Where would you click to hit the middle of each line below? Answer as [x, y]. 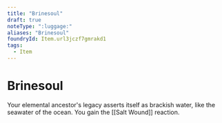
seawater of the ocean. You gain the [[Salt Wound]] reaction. [93, 112]
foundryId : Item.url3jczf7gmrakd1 [57, 39]
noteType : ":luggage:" [40, 26]
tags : [15, 45]
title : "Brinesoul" [35, 13]
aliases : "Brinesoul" [38, 33]
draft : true [24, 20]
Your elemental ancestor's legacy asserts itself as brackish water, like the [111, 104]
